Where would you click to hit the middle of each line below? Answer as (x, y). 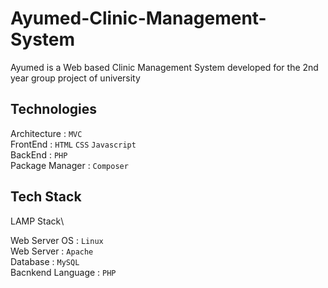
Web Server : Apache (52, 251)
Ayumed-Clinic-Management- (138, 18)
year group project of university (75, 78)
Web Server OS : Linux (57, 240)
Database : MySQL (45, 261)
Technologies (54, 109)
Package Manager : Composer (69, 165)
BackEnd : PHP (39, 154)
